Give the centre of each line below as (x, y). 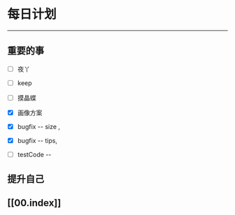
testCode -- (34, 155)
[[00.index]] (34, 203)
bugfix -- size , (39, 127)
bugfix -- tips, (37, 141)
